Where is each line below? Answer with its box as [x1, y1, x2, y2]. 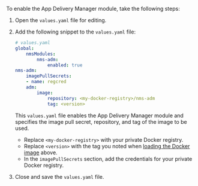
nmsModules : [26, 51, 56, 57]
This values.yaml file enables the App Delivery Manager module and [14, 112, 184, 119]
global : [14, 45, 34, 51]
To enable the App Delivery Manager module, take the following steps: [6, 5, 180, 12]
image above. [23, 149, 58, 156]
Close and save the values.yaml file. [14, 173, 104, 180]
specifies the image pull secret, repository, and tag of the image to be [14, 118, 187, 125]
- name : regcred [26, 79, 67, 85]
